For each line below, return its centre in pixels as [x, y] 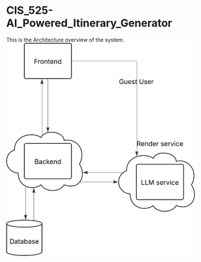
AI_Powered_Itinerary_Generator [89, 23]
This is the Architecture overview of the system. [65, 40]
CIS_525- [30, 10]
